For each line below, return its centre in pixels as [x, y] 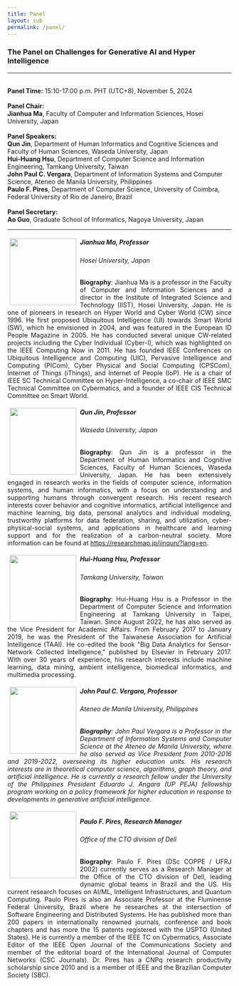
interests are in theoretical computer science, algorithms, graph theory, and [119, 769]
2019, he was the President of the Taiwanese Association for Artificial [119, 637]
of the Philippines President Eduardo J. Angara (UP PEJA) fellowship [119, 784]
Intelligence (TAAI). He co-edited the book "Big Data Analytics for [107, 644]
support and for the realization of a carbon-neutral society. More [119, 535]
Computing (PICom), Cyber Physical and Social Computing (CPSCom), [119, 366]
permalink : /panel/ [36, 27]
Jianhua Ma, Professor [115, 242]
